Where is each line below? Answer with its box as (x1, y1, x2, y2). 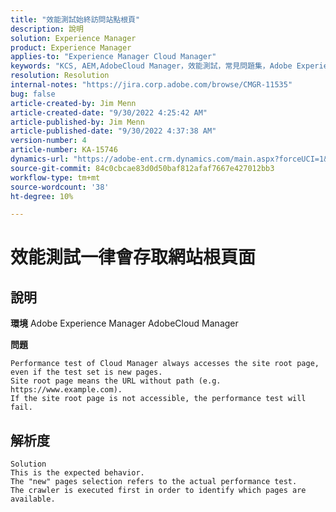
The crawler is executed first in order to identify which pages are (10, 486, 307, 496)
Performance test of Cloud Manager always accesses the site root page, (10, 359, 320, 369)
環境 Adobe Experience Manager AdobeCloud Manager (10, 317, 239, 330)
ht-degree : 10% (10, 191, 74, 201)
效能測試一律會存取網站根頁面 (10, 246, 257, 269)
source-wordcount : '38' (10, 182, 110, 192)
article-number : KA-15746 (10, 145, 118, 155)
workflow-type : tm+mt (10, 172, 101, 183)
